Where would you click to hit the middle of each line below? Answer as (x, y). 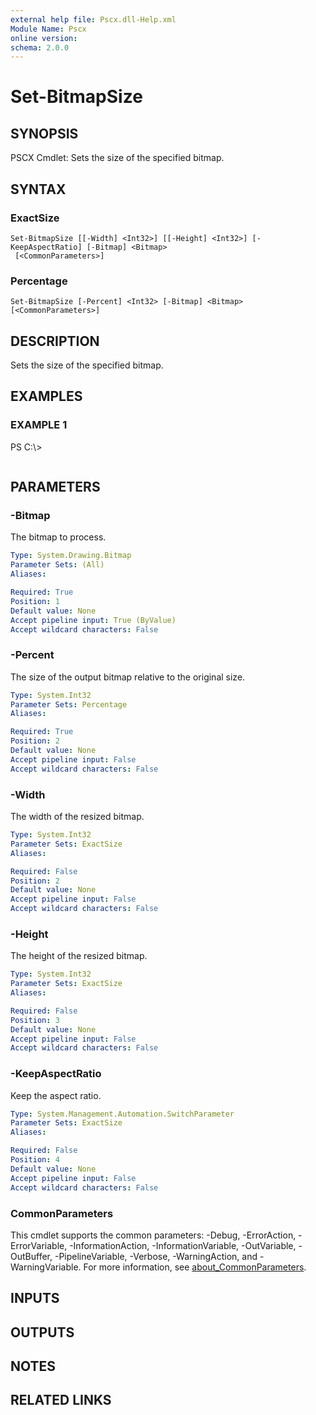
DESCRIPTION (55, 341)
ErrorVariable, (39, 1245)
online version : (44, 38)
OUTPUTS (42, 1332)
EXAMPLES (46, 396)
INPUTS (35, 1298)
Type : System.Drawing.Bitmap (71, 556)
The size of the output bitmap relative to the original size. (128, 677)
